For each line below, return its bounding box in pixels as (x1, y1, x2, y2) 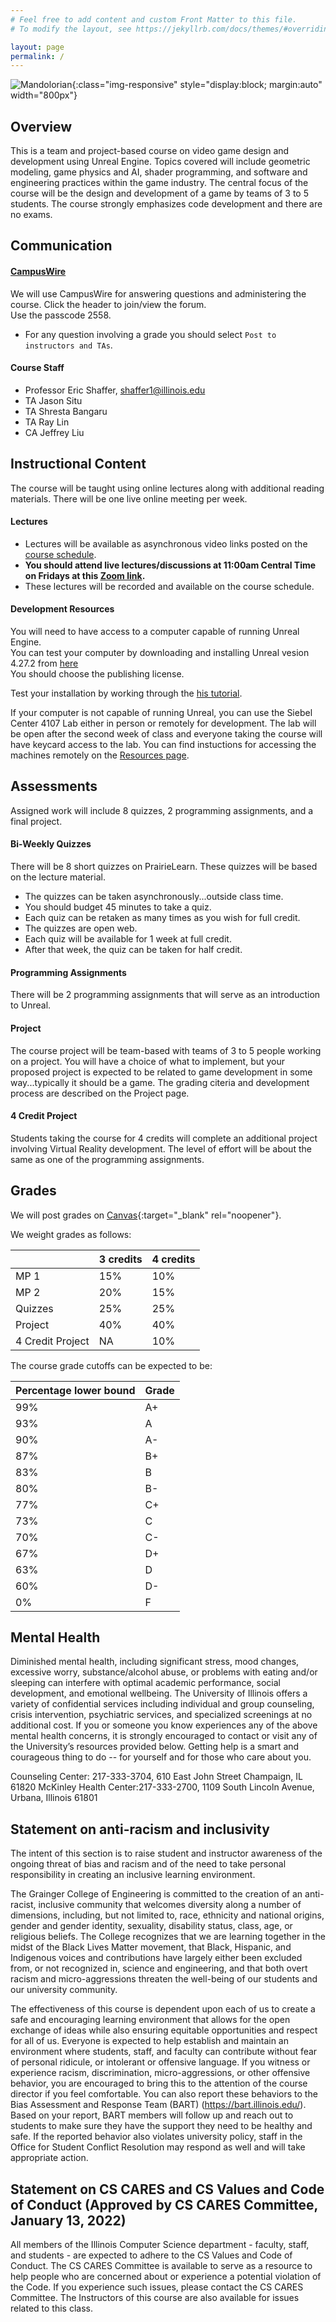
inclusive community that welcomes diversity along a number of (38, 1899, 302, 1911)
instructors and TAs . (24, 339, 113, 351)
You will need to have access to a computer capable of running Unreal (10, 626, 300, 638)
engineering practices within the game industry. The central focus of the (10, 177, 309, 189)
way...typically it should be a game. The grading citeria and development (10, 1076, 310, 1088)
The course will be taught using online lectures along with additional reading (10, 482, 325, 494)
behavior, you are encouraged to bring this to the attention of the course (10, 2077, 308, 2090)
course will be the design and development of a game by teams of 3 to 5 (10, 187, 309, 200)
